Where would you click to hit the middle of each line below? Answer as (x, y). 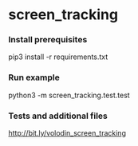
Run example (34, 77)
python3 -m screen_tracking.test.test (69, 95)
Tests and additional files (58, 116)
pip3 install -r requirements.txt (58, 57)
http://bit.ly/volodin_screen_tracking (67, 133)
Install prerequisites (48, 40)
